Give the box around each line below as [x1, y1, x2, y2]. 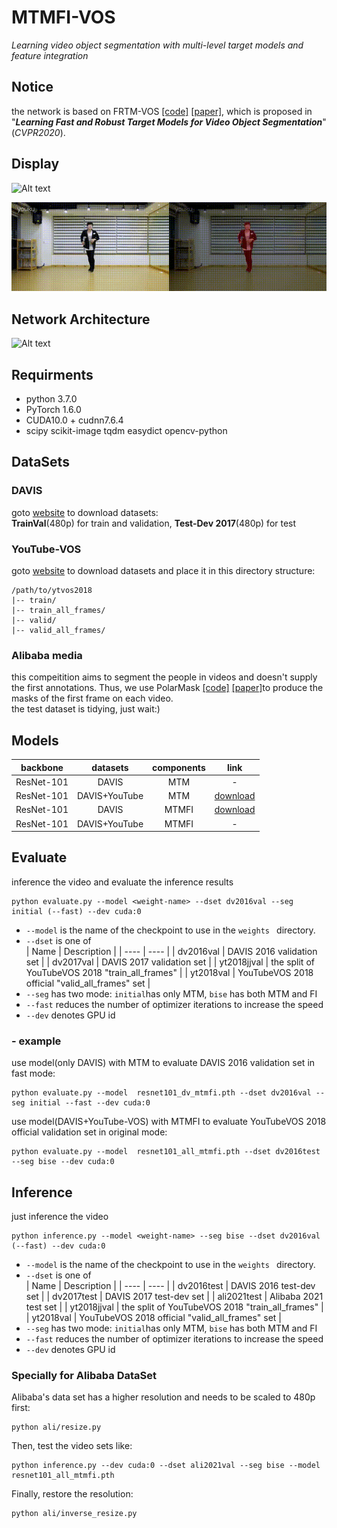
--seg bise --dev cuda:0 [11, 1157, 115, 1167]
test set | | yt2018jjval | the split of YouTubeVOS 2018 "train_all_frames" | [25, 1301, 324, 1313]
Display [11, 156, 60, 173]
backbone [20, 761, 64, 773]
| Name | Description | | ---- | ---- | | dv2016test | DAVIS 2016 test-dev [25, 1280, 316, 1291]
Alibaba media [11, 648, 83, 662]
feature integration [11, 49, 89, 61]
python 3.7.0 [25, 392, 78, 405]
